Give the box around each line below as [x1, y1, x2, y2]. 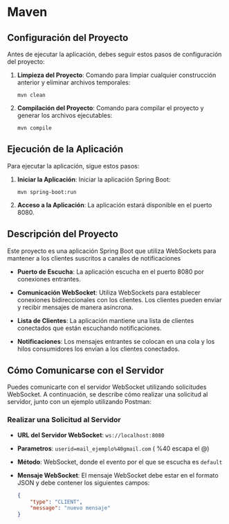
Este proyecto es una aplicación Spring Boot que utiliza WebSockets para [7, 247, 217, 255]
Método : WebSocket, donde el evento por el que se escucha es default [17, 457, 223, 466]
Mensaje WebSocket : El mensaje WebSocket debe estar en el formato [17, 471, 219, 479]
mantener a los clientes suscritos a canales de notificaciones [7, 254, 181, 262]
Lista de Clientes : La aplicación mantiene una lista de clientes [17, 316, 194, 324]
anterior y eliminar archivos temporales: [17, 78, 131, 87]
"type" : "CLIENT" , [30, 498, 83, 505]
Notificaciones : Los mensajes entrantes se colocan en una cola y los [17, 337, 215, 345]
